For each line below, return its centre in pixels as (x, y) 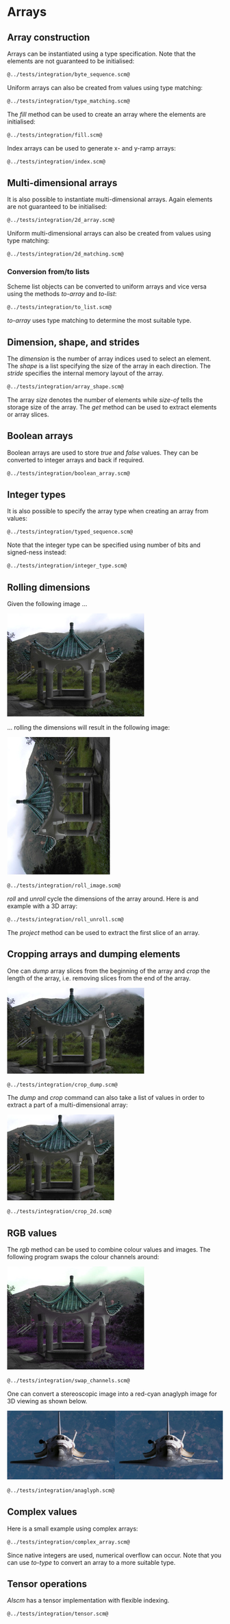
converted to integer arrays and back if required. (76, 460)
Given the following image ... (47, 604)
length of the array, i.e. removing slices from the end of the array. (99, 978)
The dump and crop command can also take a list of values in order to (106, 1098)
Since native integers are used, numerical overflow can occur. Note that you (114, 1555)
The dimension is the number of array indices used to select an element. (109, 359)
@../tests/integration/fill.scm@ (55, 135)
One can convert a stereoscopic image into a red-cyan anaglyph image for (112, 1394)
